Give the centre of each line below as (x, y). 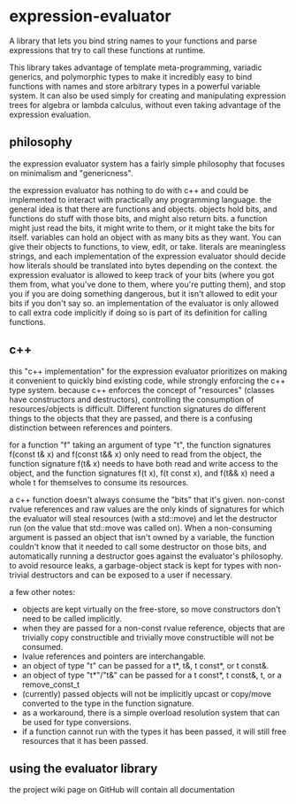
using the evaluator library (83, 768)
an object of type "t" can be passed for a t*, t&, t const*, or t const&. (145, 665)
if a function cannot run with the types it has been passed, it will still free (154, 731)
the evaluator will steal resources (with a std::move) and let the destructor (143, 518)
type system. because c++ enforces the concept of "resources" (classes (142, 390)
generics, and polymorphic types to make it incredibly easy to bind (131, 76)
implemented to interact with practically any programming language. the (140, 199)
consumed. (42, 646)
